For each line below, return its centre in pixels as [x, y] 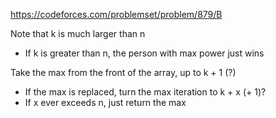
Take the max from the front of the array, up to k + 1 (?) [123, 72]
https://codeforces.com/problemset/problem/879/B [116, 14]
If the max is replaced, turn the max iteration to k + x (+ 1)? [145, 92]
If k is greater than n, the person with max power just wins [144, 53]
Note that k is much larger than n [78, 33]
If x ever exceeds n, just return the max [105, 102]
